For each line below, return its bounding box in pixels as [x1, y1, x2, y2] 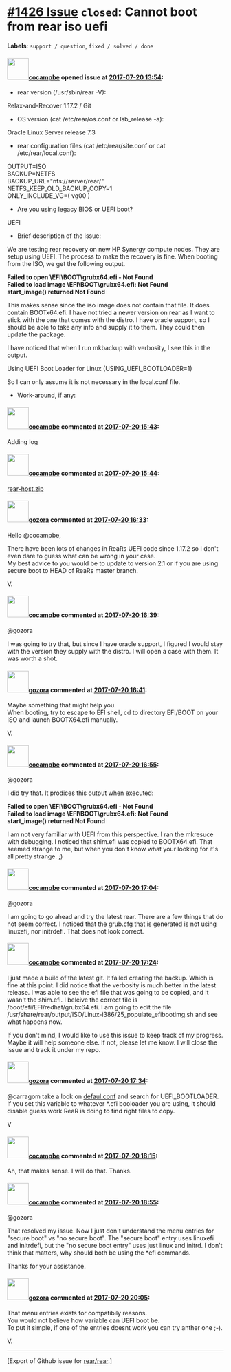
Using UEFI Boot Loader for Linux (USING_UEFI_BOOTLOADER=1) [7, 365, 192, 373]
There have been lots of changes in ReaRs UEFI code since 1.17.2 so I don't [7, 544, 219, 552]
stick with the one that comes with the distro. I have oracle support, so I [7, 316, 210, 324]
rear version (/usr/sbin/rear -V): [16, 88, 107, 97]
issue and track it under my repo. [7, 1045, 101, 1053]
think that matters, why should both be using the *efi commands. [7, 1249, 191, 1257]
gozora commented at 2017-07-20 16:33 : [28, 516, 149, 524]
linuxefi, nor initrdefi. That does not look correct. [7, 927, 144, 935]
